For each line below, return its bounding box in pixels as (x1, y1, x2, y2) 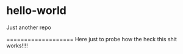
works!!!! (6, 42, 29, 49)
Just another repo (6, 24, 52, 31)
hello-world (6, 4, 67, 18)
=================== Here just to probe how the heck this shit (6, 35, 177, 42)
